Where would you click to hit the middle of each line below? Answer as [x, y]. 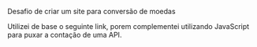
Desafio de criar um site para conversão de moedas [91, 11]
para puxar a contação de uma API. [65, 35]
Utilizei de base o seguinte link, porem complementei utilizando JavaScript [128, 26]
